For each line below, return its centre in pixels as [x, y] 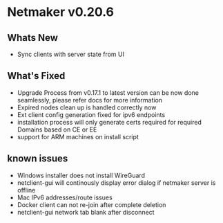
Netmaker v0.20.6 [61, 12]
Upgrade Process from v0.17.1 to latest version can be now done [108, 92]
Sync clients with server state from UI [70, 54]
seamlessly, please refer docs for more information [90, 100]
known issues [38, 159]
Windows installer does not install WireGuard [81, 175]
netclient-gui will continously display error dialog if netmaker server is [116, 182]
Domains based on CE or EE [57, 130]
